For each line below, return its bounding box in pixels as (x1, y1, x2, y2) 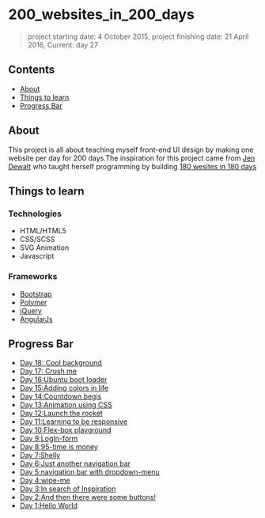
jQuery (19, 306, 42, 316)
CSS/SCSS (19, 235, 55, 244)
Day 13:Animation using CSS (19, 400, 112, 410)
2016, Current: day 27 (27, 40, 99, 49)
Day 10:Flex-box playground (19, 425, 112, 435)
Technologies (8, 208, 62, 219)
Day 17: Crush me (19, 366, 78, 376)
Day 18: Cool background (19, 358, 103, 368)
